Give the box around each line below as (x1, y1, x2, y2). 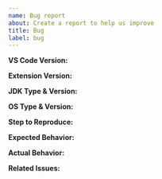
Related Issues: (8, 164, 60, 173)
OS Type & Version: (8, 102, 74, 111)
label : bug (8, 33, 44, 42)
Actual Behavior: (8, 148, 65, 158)
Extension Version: (8, 71, 73, 80)
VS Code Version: (8, 56, 68, 65)
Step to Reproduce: (8, 117, 74, 127)
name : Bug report (8, 11, 66, 20)
